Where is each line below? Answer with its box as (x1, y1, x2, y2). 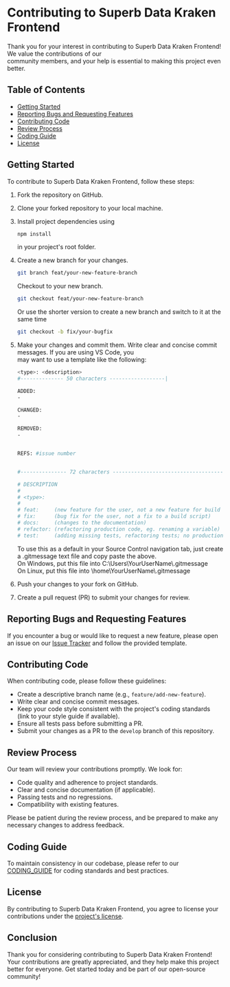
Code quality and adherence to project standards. (16, 778, 158, 787)
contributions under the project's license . (7, 912, 124, 920)
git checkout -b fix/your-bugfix (16, 328, 113, 335)
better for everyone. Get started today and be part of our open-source (7, 965, 206, 973)
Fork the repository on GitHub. (16, 191, 104, 199)
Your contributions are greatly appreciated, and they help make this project (7, 957, 220, 966)
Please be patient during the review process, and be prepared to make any (7, 814, 218, 822)
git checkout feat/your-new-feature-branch (16, 295, 144, 302)
